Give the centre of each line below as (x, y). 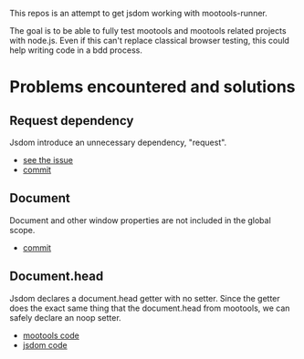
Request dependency (72, 121)
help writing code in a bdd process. (76, 50)
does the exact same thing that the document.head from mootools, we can (150, 308)
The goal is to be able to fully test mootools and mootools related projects (148, 31)
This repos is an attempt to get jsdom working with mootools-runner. (138, 13)
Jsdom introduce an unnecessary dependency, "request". (118, 142)
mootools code (51, 335)
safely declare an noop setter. (65, 317)
